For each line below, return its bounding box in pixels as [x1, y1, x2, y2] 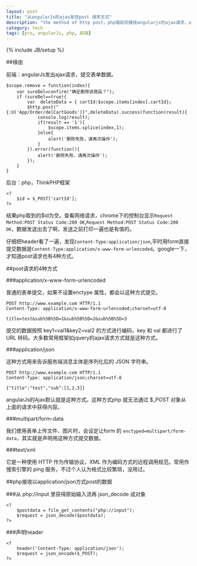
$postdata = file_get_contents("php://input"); [16, 507, 135, 513]
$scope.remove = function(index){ [6, 83, 91, 88]
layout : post [6, 8, 38, 15]
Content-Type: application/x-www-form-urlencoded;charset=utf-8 [6, 306, 167, 312]
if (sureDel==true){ [16, 94, 67, 100]
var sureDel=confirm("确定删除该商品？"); [16, 89, 115, 95]
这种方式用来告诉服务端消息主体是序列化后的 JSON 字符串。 [6, 358, 152, 365]
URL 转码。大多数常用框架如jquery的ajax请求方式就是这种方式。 [6, 335, 161, 342]
